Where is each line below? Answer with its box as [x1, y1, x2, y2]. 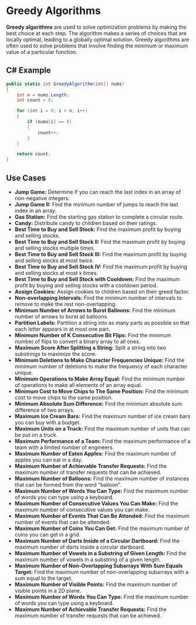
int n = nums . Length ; [16, 92, 69, 98]
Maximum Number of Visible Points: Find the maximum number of [14, 580, 177, 587]
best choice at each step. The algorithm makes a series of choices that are [6, 29, 187, 36]
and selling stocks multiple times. [14, 244, 96, 252]
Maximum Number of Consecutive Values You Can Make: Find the [14, 500, 178, 507]
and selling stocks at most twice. [14, 257, 94, 264]
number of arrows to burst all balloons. [14, 312, 109, 320]
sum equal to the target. [14, 575, 73, 582]
